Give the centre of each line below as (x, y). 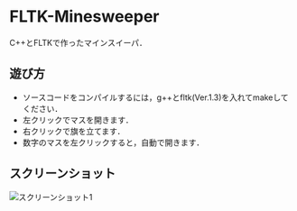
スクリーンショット (62, 174)
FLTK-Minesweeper (84, 17)
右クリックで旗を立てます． (74, 131)
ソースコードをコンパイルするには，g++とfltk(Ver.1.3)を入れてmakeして (155, 97)
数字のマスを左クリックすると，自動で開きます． (113, 142)
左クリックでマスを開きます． (78, 120)
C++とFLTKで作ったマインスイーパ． (78, 42)
